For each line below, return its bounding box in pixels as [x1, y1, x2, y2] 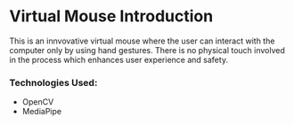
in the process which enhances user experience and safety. [9, 54, 229, 65]
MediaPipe [21, 106, 62, 117]
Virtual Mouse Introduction [9, 6, 214, 27]
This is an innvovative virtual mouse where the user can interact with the [9, 35, 275, 46]
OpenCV [21, 97, 54, 107]
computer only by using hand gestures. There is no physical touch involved [9, 44, 285, 55]
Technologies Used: [9, 76, 98, 89]
